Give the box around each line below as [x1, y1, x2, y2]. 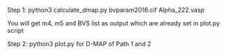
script [7, 27, 24, 34]
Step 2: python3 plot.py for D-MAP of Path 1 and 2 [7, 40, 152, 47]
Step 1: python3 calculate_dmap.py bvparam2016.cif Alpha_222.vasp [7, 6, 205, 14]
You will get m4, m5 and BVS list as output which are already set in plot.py [7, 19, 221, 27]
